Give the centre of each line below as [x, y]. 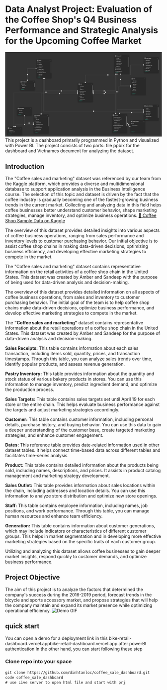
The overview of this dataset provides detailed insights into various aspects [83, 230]
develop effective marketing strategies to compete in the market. [72, 313]
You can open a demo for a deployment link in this [56, 638]
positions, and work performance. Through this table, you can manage [77, 510]
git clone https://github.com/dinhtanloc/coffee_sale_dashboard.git [78, 673]
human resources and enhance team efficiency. [54, 516]
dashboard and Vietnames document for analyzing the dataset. [70, 151]
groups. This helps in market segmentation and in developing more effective [83, 536]
